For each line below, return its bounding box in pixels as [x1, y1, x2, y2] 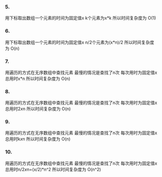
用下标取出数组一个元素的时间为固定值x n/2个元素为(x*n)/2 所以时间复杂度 [5, 39, 155, 45]
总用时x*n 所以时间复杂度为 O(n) [5, 76, 71, 81]
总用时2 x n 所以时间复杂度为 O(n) [5, 106, 71, 112]
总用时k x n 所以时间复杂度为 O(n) [5, 136, 71, 142]
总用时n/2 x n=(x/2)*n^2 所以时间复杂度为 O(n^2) [5, 166, 101, 172]
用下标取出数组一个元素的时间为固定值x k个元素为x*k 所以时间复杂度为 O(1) [5, 15, 157, 21]
